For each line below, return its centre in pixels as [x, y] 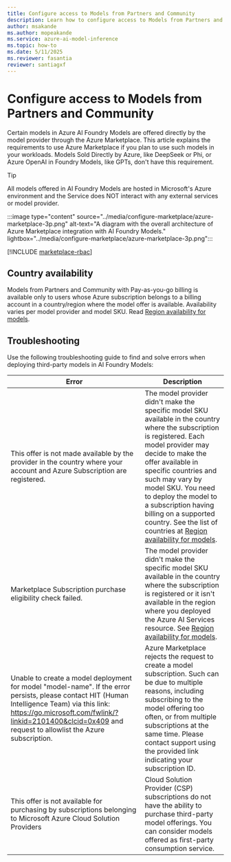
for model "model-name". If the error [70, 687]
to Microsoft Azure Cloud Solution [65, 819]
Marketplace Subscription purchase [68, 589]
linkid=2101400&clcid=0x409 [60, 722]
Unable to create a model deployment [71, 678]
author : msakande [32, 26]
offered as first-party [179, 840]
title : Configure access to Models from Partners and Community [101, 13]
